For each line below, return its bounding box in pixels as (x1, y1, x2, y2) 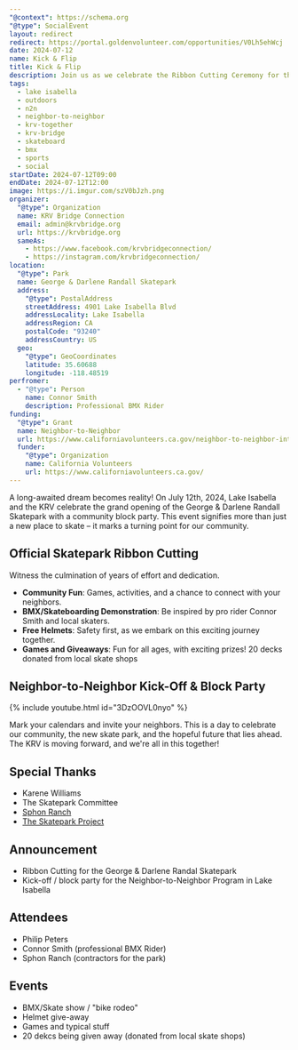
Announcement (9, 842, 98, 857)
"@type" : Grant (17, 418, 74, 427)
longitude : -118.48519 (25, 368, 109, 378)
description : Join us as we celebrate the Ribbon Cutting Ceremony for (9, 71, 279, 80)
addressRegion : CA (25, 319, 93, 328)
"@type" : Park (17, 269, 69, 278)
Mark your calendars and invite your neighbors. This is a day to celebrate (9, 719, 277, 730)
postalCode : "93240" (25, 327, 101, 336)
